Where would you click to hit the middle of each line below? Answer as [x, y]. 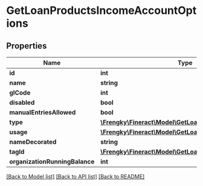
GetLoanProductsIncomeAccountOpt [101, 11]
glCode [20, 93]
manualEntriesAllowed [43, 112]
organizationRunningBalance [52, 161]
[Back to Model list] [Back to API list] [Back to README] [76, 177]
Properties [27, 46]
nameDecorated [33, 142]
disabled [22, 102]
